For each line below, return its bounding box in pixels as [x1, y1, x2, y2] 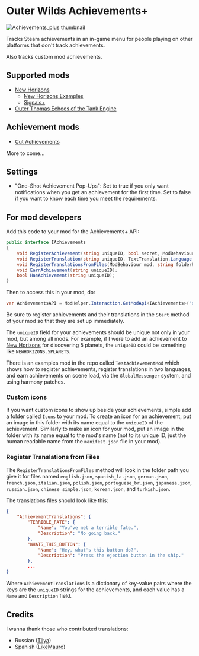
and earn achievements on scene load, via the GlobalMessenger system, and [6, 372, 191, 379]
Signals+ [23, 99, 46, 106]
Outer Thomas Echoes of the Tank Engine [14, 105, 117, 112]
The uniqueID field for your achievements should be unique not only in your [6, 329, 190, 336]
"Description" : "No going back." [37, 530, 120, 537]
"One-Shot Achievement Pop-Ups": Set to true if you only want [14, 182, 169, 189]
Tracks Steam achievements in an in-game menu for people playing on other [6, 35, 193, 42]
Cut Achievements [14, 138, 60, 145]
